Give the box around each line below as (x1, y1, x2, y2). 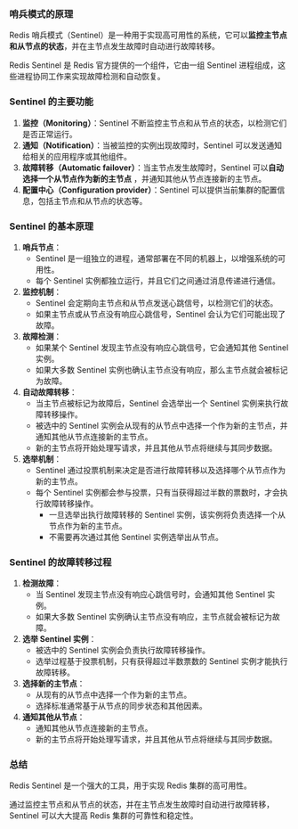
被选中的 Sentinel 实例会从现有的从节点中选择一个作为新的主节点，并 (35, 420, 288, 431)
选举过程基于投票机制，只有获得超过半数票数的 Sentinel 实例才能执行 (35, 656, 288, 667)
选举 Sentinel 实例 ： (21, 634, 97, 644)
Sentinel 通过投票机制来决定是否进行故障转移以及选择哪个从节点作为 (35, 464, 286, 475)
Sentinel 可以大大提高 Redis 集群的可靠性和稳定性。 (9, 810, 198, 821)
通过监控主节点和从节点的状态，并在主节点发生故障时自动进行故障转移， (9, 800, 274, 810)
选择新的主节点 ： (21, 678, 85, 689)
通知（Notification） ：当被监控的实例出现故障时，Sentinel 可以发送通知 (21, 140, 283, 151)
